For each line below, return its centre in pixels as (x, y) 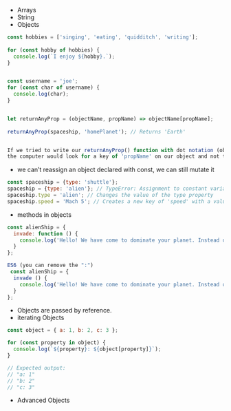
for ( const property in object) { (57, 343)
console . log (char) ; (41, 94)
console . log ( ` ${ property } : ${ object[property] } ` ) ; (87, 349)
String (26, 17)
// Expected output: (37, 368)
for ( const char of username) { (53, 88)
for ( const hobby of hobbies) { (53, 50)
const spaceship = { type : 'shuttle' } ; (63, 182)
